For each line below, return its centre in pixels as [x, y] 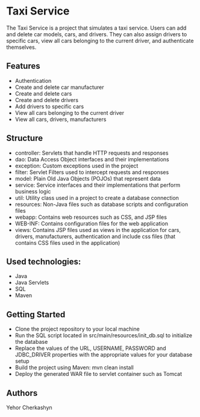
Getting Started [36, 315]
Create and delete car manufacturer [59, 87]
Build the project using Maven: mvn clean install [74, 367]
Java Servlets [32, 283]
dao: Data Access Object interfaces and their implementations [92, 159]
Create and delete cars [43, 93]
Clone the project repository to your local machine [77, 329]
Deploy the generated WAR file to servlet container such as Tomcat [98, 374]
